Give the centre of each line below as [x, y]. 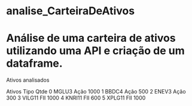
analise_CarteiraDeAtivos [71, 11]
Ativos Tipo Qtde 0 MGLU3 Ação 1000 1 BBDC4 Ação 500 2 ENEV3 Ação [96, 92]
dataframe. [34, 63]
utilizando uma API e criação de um [95, 51]
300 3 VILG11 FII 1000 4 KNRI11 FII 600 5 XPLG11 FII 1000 [76, 98]
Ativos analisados [28, 80]
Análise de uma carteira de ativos [91, 38]
